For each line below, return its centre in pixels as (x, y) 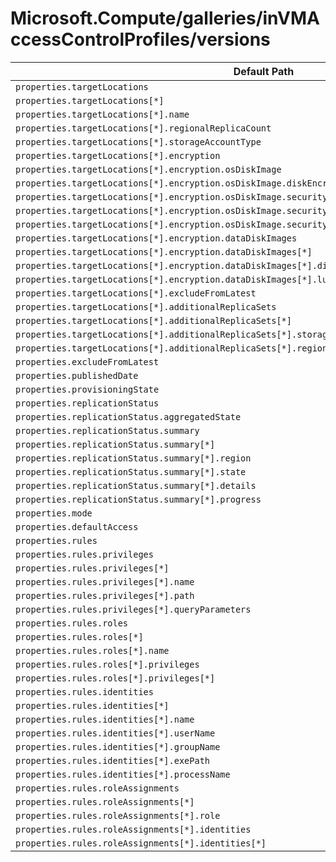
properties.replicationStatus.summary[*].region (133, 458)
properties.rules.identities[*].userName (115, 733)
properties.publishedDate (77, 375)
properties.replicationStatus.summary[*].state (131, 471)
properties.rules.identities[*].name (105, 719)
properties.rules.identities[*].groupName (118, 746)
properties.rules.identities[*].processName (123, 774)
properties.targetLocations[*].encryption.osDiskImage (148, 169)
